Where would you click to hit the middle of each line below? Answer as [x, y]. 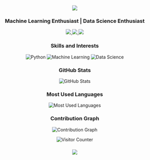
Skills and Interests [75, 46]
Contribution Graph [75, 118]
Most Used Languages [75, 94]
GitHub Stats [75, 70]
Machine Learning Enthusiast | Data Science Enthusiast [75, 21]
